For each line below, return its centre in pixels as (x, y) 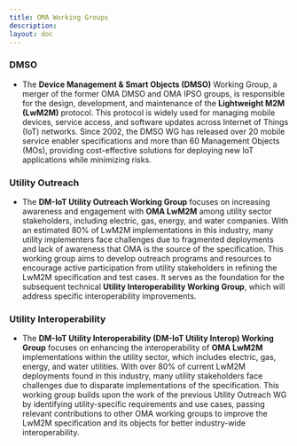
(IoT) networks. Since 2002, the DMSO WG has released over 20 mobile (153, 131)
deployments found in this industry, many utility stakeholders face (142, 376)
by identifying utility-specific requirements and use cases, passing (144, 404)
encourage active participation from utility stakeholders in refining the (149, 268)
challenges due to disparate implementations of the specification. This (150, 386)
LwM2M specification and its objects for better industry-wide (134, 423)
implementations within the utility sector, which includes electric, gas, (149, 357)
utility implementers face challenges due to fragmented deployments (148, 239)
